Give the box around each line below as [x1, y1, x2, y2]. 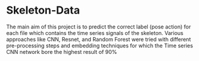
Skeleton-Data [6, 4, 80, 17]
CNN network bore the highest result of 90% [6, 48, 117, 55]
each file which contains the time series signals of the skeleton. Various [6, 29, 183, 36]
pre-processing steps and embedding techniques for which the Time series [6, 42, 194, 49]
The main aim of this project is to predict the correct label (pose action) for [6, 23, 191, 30]
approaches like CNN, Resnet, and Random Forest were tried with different [6, 36, 191, 43]
